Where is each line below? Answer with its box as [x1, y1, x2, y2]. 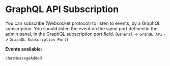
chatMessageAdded [5, 55, 42, 61]
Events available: [5, 46, 42, 52]
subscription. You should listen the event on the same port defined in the [5, 25, 158, 31]
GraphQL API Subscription [5, 4, 119, 15]
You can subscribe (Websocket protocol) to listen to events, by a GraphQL [5, 20, 161, 26]
